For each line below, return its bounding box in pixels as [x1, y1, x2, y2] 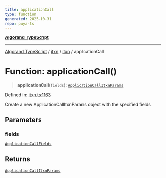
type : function [5, 12, 37, 17]
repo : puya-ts [5, 21, 35, 26]
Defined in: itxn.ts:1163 [5, 92, 51, 98]
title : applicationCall [5, 7, 54, 12]
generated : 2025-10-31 [5, 16, 52, 21]
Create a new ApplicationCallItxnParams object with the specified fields [5, 102, 151, 107]
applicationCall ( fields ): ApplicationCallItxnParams [17, 82, 124, 88]
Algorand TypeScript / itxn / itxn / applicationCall [5, 49, 104, 55]
